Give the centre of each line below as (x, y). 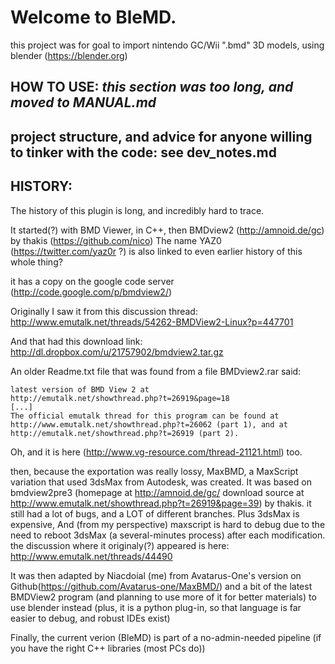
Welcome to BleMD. (93, 17)
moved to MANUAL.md (83, 102)
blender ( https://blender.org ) (69, 55)
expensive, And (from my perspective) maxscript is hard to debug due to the (168, 524)
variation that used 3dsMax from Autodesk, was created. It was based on (161, 482)
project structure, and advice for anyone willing (161, 136)
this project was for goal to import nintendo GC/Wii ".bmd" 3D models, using (167, 45)
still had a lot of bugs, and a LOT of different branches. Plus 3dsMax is (155, 513)
